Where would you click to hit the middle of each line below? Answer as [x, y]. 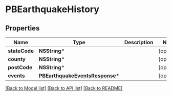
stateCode [21, 51]
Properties [23, 28]
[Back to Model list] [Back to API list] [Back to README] [64, 88]
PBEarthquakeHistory [52, 9]
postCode [20, 67]
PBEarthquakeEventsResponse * [79, 76]
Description [139, 42]
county [17, 59]
